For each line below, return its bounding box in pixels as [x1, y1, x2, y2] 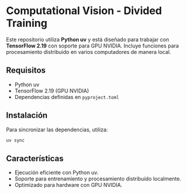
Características [6, 154, 64, 164]
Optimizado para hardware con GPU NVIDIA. [14, 182, 123, 189]
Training [6, 16, 48, 30]
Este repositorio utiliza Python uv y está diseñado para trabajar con [6, 36, 169, 43]
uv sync [6, 137, 25, 143]
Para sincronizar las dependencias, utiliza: [6, 126, 108, 133]
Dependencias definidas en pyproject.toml [14, 93, 119, 100]
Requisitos [6, 66, 46, 76]
